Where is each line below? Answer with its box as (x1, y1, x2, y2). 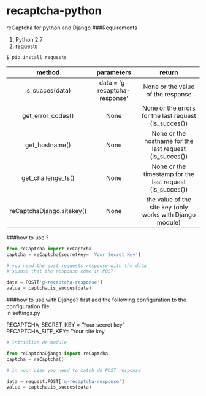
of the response (146, 90, 192, 98)
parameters (96, 68, 132, 77)
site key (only (149, 203, 188, 211)
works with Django (142, 210, 196, 219)
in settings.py (6, 309, 41, 317)
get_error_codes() (22, 111, 75, 120)
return (159, 68, 178, 77)
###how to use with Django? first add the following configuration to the (6, 296, 187, 304)
